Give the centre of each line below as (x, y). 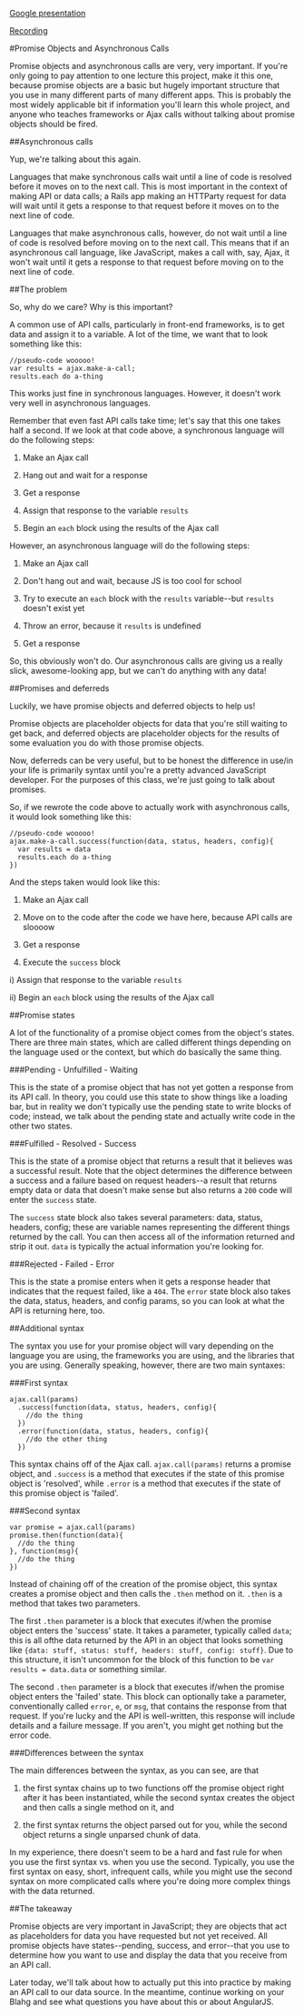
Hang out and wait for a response (85, 475)
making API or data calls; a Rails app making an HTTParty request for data (148, 196)
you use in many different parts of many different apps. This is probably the (151, 95)
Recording (29, 30)
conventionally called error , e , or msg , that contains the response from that (148, 1706)
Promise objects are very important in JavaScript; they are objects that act (148, 1926)
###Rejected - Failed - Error (62, 1264)
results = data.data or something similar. (88, 1669)
